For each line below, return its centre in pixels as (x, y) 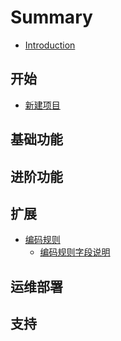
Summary (51, 17)
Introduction (50, 45)
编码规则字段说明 (75, 252)
